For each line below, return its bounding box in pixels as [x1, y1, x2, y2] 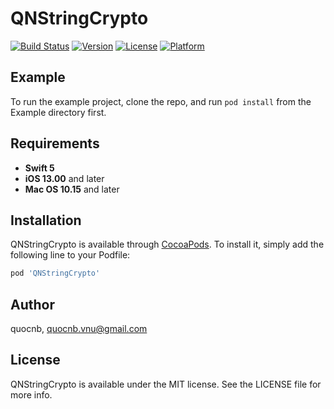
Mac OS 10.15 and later [24, 183, 120, 195]
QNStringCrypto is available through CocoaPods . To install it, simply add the [10, 238, 325, 251]
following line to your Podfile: [10, 249, 131, 261]
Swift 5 [24, 162, 55, 174]
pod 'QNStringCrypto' [10, 268, 101, 279]
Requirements [10, 135, 100, 152]
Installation [10, 212, 82, 229]
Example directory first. [10, 106, 107, 118]
